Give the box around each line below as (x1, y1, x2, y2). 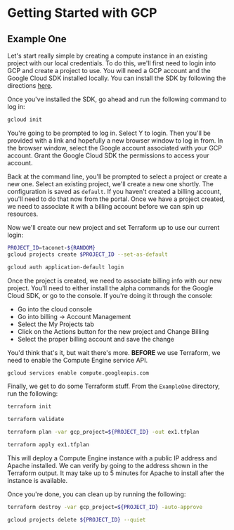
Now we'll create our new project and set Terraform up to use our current (7, 223, 220, 231)
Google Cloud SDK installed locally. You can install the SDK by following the (7, 74, 226, 82)
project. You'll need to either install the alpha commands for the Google (7, 283, 214, 292)
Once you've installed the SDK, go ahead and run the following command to (7, 95, 227, 103)
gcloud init (7, 116, 42, 123)
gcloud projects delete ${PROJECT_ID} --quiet (7, 516, 146, 523)
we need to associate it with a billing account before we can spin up (7, 202, 204, 210)
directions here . (7, 82, 53, 89)
